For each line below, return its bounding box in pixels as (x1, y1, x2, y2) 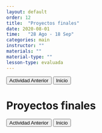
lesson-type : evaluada (6, 59, 63, 65)
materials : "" (6, 48, 42, 54)
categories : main (6, 37, 50, 43)
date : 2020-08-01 (6, 25, 50, 32)
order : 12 (6, 15, 31, 21)
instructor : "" (6, 43, 45, 49)
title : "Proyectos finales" (6, 20, 80, 26)
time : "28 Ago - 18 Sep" (6, 31, 74, 37)
